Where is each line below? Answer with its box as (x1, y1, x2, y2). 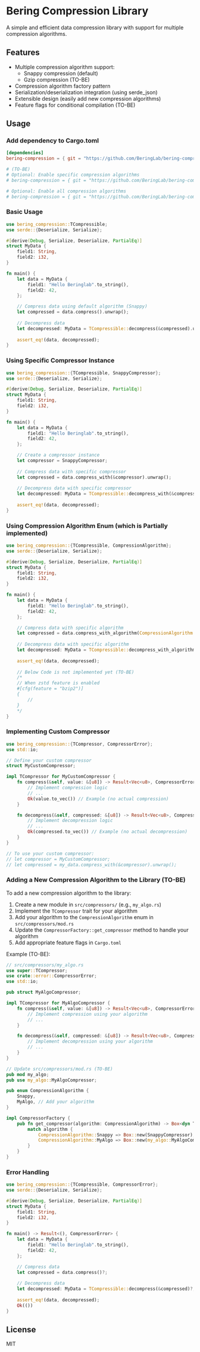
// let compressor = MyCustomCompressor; (6, 856, 111, 862)
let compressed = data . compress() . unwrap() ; (17, 309, 129, 315)
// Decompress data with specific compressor (17, 485, 132, 491)
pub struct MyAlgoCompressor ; (6, 990, 82, 996)
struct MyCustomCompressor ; (6, 763, 76, 769)
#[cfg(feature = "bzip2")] (17, 686, 84, 692)
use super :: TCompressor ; (6, 968, 68, 973)
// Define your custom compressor (6, 757, 92, 764)
